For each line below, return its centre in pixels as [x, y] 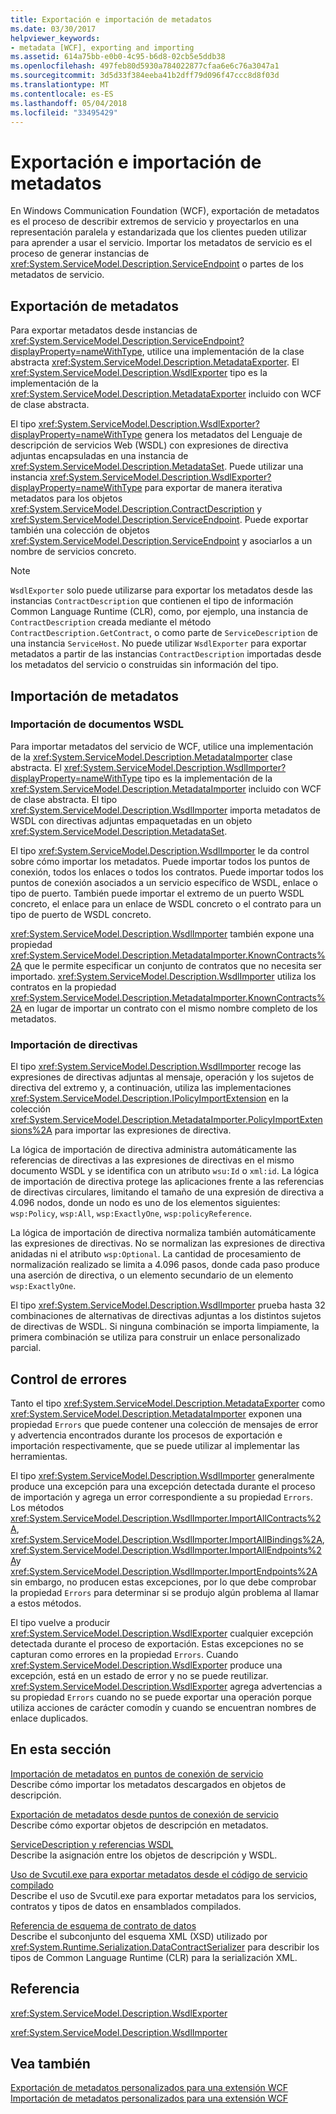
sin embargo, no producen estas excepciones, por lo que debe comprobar [163, 1582]
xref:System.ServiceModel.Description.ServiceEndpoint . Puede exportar [159, 520]
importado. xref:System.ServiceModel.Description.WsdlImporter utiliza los [163, 976]
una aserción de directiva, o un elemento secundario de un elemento [152, 1275]
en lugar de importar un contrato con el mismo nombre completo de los [171, 1008]
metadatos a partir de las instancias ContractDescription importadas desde [166, 654]
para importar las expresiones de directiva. [143, 1130]
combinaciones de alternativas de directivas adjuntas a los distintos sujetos [166, 1316]
